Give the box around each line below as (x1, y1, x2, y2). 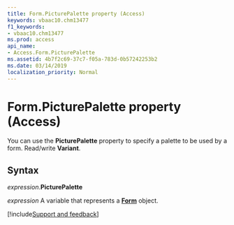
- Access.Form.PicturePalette (7, 50, 96, 57)
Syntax (7, 164, 39, 176)
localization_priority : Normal (7, 68, 98, 75)
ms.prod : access (7, 36, 54, 43)
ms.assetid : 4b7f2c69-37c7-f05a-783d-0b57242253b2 (7, 56, 158, 63)
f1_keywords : (7, 23, 45, 30)
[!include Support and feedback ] (7, 210, 99, 219)
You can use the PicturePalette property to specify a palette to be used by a (7, 137, 227, 145)
